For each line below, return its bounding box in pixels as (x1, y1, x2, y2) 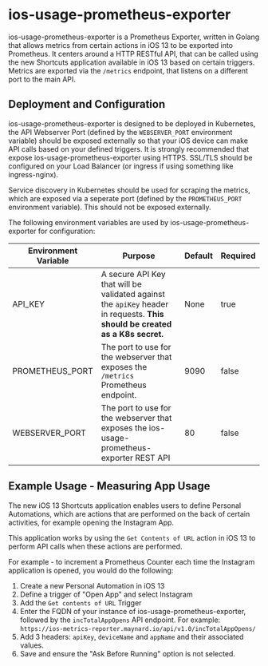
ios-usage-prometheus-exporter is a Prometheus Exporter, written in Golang (8, 32, 260, 42)
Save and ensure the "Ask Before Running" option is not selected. (19, 648, 235, 658)
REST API (135, 452, 171, 463)
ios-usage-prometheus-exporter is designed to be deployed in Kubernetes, (8, 118, 256, 129)
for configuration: (37, 226, 96, 236)
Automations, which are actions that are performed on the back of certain (8, 509, 250, 518)
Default (184, 250, 214, 261)
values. (19, 640, 44, 650)
